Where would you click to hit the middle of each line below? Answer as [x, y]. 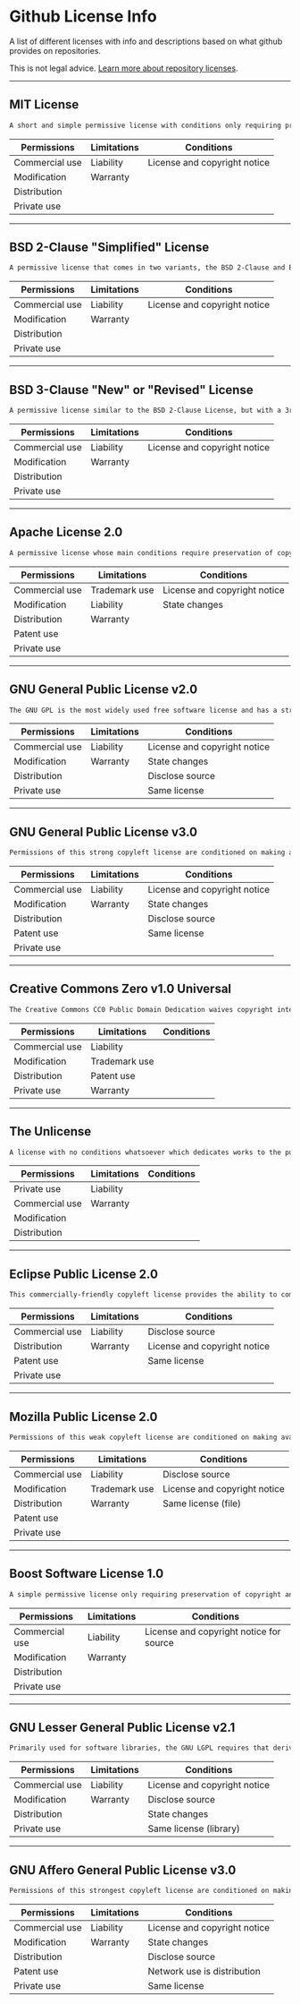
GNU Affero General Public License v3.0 [123, 1870]
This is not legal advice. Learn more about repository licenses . [124, 68]
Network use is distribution [204, 1971]
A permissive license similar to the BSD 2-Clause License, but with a [145, 411]
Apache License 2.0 [66, 532]
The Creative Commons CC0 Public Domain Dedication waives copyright [142, 1009]
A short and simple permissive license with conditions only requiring [145, 125]
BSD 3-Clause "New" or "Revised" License [131, 390]
